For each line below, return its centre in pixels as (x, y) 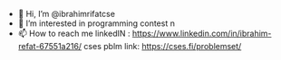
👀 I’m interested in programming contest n (96, 23)
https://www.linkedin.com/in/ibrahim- (202, 33)
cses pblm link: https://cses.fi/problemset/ (163, 46)
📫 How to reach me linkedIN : (74, 33)
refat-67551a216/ (50, 46)
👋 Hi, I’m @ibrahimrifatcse (67, 14)
